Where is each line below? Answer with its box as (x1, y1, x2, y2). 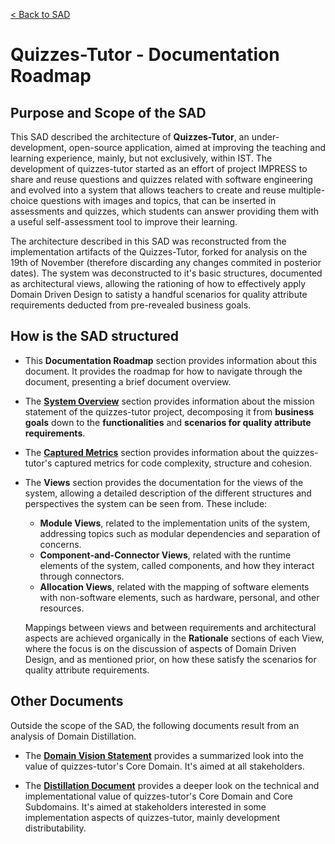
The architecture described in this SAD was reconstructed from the (10, 235, 287, 247)
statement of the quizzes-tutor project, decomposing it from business (24, 405, 315, 418)
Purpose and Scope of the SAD (10, 104, 207, 121)
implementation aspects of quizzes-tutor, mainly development (24, 811, 281, 823)
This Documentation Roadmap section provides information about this (24, 354, 318, 366)
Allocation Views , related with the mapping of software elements (39, 580, 310, 593)
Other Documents (10, 693, 124, 710)
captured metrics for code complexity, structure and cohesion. (54, 457, 313, 469)
